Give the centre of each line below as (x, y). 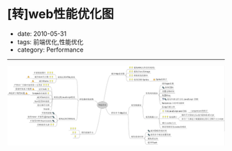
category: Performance (50, 50)
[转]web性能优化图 (60, 14)
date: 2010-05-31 (42, 33)
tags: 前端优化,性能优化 (50, 41)
